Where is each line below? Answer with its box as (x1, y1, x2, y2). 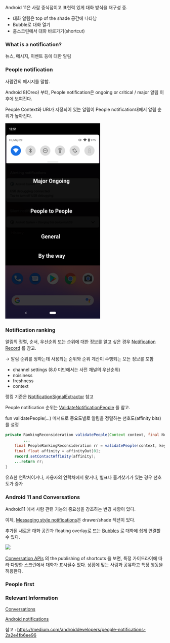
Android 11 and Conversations (5, 494, 80, 501)
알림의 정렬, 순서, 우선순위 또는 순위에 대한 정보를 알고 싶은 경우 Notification (5, 339, 156, 345)
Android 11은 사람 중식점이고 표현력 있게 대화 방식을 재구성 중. (5, 5, 128, 10)
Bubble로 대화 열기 (12, 22, 51, 27)
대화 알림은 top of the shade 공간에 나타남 (12, 15, 97, 21)
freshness (12, 378, 34, 384)
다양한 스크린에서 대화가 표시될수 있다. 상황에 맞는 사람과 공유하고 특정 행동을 (10, 561, 163, 568)
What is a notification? (5, 41, 62, 48)
